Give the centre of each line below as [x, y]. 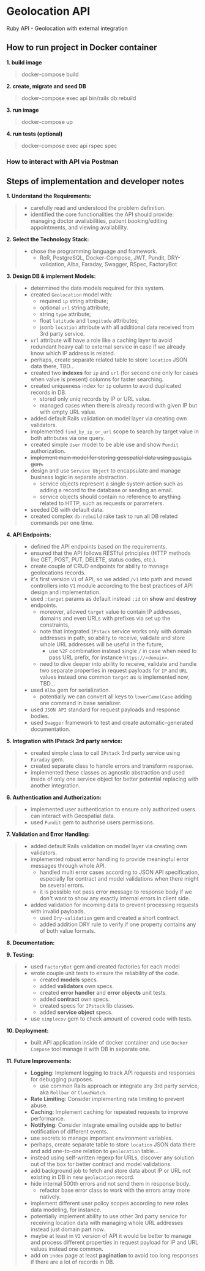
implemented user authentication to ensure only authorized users [113, 809]
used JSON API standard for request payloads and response [105, 709]
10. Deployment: [28, 1031]
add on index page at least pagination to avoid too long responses [114, 1256]
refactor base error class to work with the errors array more [115, 1190]
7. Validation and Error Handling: [48, 834]
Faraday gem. [47, 760]
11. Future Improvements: [39, 1061]
